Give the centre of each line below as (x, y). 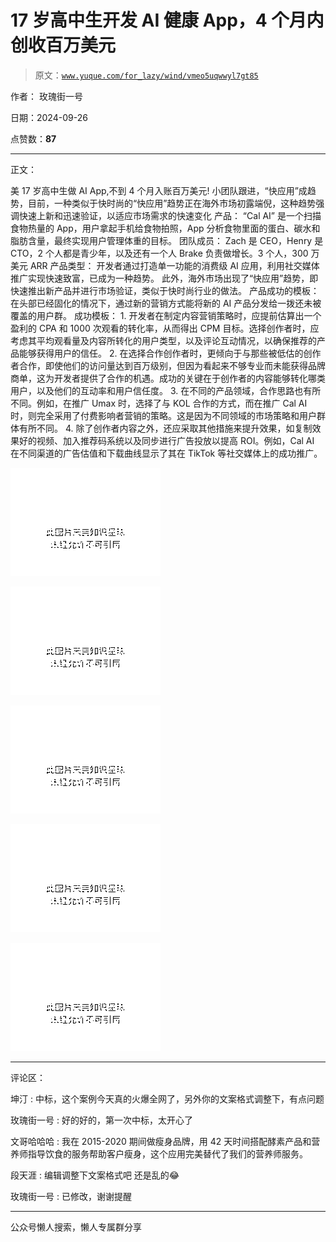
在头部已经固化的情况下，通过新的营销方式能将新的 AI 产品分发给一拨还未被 (166, 303)
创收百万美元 (63, 45)
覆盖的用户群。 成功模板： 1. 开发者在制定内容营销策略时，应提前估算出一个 (166, 315)
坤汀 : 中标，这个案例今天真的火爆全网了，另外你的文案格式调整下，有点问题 (167, 1098)
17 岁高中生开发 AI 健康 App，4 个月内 (167, 20)
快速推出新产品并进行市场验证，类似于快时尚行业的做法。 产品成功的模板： (165, 290)
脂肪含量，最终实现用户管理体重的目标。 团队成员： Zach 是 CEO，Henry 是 (167, 240)
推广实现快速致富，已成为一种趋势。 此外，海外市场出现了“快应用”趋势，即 (164, 278)
